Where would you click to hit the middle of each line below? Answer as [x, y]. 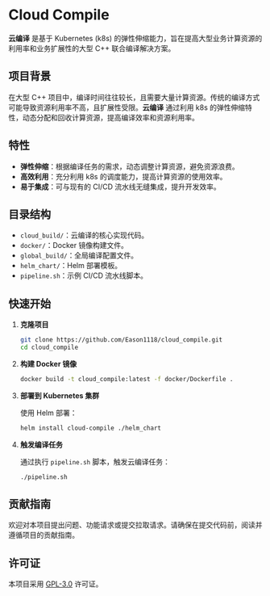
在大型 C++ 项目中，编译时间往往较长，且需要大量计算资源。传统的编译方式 [134, 97]
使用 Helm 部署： [48, 413]
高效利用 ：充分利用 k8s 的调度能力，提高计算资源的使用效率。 [123, 176]
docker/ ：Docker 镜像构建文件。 [74, 246]
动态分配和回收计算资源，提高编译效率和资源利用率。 [110, 117]
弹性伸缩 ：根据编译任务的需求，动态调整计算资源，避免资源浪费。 [129, 166]
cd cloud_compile [49, 348]
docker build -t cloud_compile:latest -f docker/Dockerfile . [127, 379]
